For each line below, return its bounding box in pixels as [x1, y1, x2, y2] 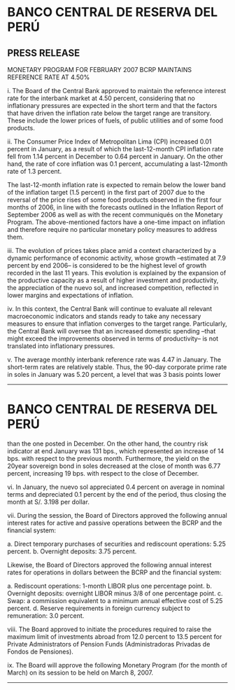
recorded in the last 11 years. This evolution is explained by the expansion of [7, 269, 227, 277]
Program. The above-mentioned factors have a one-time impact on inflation [7, 218, 225, 226]
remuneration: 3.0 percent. [7, 611, 85, 620]
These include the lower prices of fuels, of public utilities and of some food [7, 116, 224, 125]
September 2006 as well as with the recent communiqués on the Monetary [7, 211, 223, 219]
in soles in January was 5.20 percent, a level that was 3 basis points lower [7, 371, 221, 378]
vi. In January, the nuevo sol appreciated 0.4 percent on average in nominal [7, 483, 225, 491]
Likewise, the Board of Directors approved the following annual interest [7, 560, 212, 569]
